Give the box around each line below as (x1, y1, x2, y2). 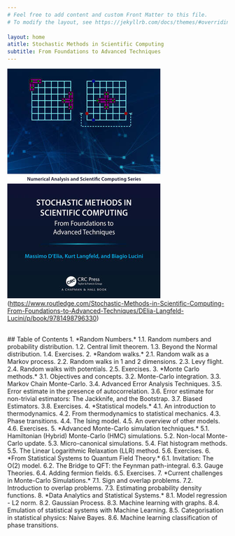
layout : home (7, 34, 45, 41)
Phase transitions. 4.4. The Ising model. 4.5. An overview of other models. (7, 417, 220, 425)
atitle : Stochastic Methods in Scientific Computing (7, 41, 164, 48)
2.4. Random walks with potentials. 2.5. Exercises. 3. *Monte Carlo (7, 365, 200, 373)
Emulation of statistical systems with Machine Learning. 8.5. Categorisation (7, 506, 224, 514)
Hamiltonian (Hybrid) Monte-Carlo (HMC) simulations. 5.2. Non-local (7, 432, 205, 440)
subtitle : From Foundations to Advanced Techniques (7, 48, 161, 55)
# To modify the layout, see (7, 18, 92, 26)
